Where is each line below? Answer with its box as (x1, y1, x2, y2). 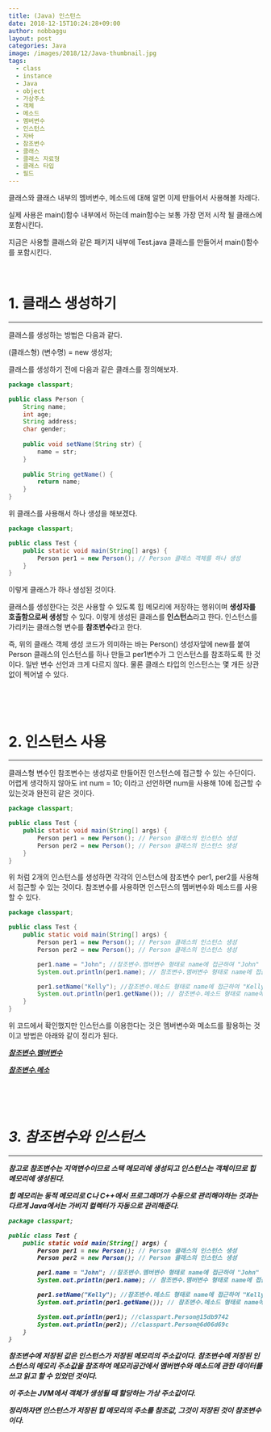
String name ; (23, 402, 67, 411)
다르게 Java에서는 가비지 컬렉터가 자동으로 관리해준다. (8, 1201, 180, 1211)
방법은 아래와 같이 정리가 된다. (23, 1031, 119, 1040)
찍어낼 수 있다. (23, 670, 69, 680)
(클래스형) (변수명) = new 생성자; (8, 347, 113, 356)
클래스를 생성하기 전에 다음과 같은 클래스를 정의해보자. (8, 364, 179, 374)
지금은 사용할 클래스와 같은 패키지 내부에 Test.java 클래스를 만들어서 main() (8, 238, 247, 246)
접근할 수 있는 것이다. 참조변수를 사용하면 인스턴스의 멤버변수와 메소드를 (16, 882, 244, 892)
